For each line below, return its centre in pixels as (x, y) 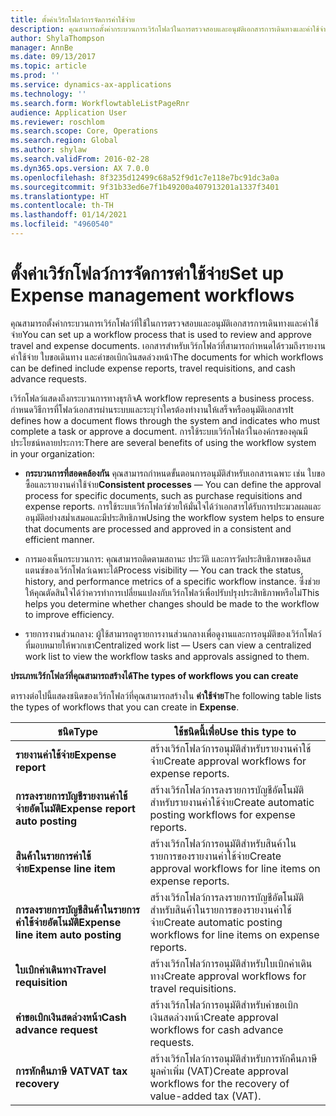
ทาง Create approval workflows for (228, 976)
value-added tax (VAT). (205, 1096)
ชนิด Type (78, 731)
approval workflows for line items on (235, 868)
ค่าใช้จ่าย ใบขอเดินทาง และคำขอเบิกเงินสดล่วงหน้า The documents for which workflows (167, 357)
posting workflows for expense (222, 814)
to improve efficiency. (69, 614)
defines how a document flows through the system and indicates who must (165, 420)
